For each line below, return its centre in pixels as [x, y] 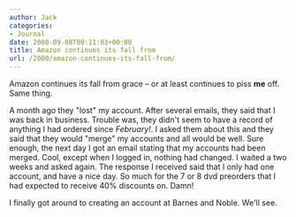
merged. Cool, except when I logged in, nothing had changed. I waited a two [148, 157]
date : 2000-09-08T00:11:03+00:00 [71, 42]
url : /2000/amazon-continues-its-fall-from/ [92, 58]
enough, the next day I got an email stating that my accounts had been [137, 148]
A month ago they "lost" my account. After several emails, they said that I [142, 110]
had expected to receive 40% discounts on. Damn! [102, 186]
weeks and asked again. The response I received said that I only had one [142, 167]
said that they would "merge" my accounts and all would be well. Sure [137, 139]
